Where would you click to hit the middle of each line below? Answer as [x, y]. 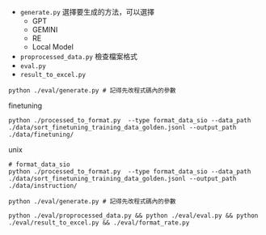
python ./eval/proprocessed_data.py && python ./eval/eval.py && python [133, 216]
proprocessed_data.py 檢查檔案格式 [78, 56]
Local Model [53, 47]
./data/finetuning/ [41, 135]
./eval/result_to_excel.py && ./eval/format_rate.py [99, 223]
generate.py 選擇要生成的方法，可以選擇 [87, 12]
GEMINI [45, 30]
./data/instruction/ [43, 186]
